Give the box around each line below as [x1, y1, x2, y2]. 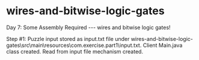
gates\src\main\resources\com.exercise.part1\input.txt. [6, 42, 142, 49]
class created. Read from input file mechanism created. [6, 48, 143, 55]
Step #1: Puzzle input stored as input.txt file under [6, 35, 130, 42]
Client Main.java [142, 42, 183, 49]
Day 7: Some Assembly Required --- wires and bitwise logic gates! [6, 24, 171, 31]
